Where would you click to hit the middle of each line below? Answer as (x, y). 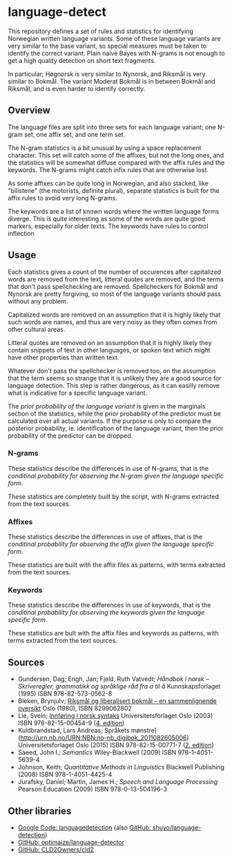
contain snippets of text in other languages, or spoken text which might (109, 350)
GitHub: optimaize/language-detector (71, 842)
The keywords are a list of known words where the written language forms (114, 211)
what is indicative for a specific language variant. (78, 393)
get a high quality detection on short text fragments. (82, 60)
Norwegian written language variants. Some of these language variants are (114, 38)
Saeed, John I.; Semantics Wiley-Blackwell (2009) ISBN (97, 752)
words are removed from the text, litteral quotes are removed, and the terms (116, 279)
